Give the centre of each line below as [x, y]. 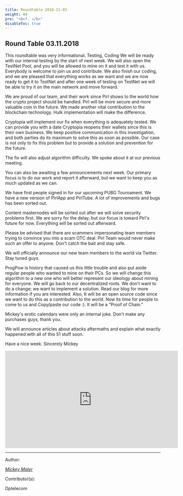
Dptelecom [16, 489]
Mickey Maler [19, 469]
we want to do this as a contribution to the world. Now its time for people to [82, 299]
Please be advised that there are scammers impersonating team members [80, 233]
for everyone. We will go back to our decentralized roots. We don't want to [81, 284]
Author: [13, 460]
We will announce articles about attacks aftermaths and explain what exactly [83, 329]
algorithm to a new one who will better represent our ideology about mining [82, 278]
